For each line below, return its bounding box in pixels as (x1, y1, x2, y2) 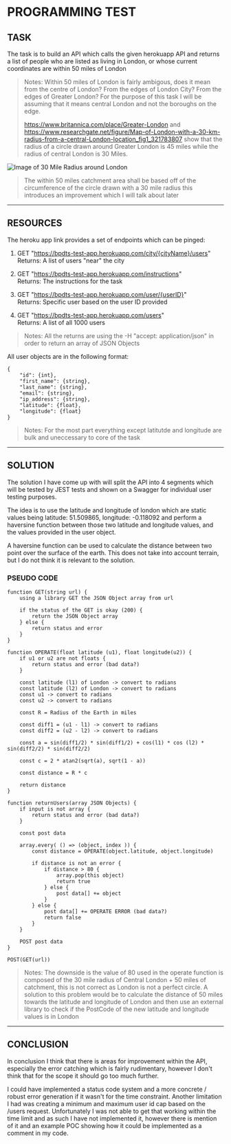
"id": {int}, (19, 371, 57, 379)
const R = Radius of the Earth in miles (19, 709, 137, 716)
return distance (19, 781, 67, 789)
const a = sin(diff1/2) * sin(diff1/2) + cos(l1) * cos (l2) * (19, 739, 205, 746)
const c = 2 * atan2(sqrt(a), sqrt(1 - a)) (19, 757, 146, 765)
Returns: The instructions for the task (16, 277, 123, 285)
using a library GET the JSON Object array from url (19, 594, 174, 601)
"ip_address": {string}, (19, 395, 91, 403)
